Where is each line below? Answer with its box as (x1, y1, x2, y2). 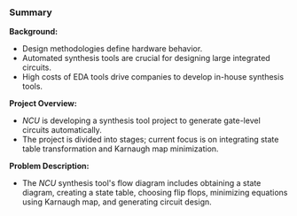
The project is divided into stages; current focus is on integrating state (21, 135, 279, 145)
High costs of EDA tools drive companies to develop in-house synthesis (21, 72, 285, 82)
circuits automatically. (21, 125, 102, 135)
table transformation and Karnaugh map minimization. (21, 143, 219, 154)
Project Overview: (9, 98, 77, 109)
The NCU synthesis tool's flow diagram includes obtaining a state (21, 178, 262, 189)
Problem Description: (9, 161, 90, 172)
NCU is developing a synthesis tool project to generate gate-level (21, 115, 262, 126)
